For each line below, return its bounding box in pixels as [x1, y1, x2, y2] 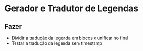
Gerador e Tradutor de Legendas [4, 3, 139, 14]
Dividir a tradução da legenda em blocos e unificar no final [11, 35, 129, 41]
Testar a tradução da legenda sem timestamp [11, 40, 102, 46]
